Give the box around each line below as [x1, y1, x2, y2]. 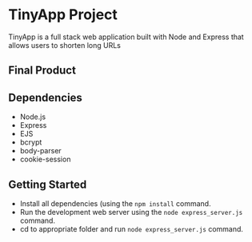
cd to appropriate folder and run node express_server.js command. [19, 224, 244, 233]
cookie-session [19, 154, 71, 165]
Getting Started [8, 177, 87, 191]
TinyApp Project [8, 6, 118, 24]
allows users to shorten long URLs [8, 40, 122, 50]
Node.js [19, 112, 46, 121]
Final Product [8, 64, 76, 77]
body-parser [19, 146, 62, 156]
